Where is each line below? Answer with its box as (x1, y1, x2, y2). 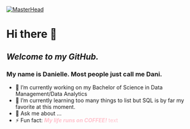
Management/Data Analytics (15, 90, 88, 97)
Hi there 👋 (6, 28, 57, 41)
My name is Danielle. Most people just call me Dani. (6, 70, 162, 78)
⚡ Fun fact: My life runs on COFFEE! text (15, 116, 118, 123)
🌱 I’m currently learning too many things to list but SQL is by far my (15, 97, 184, 104)
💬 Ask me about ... (15, 109, 62, 117)
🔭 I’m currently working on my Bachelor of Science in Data (15, 83, 163, 91)
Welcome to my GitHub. (6, 51, 99, 62)
